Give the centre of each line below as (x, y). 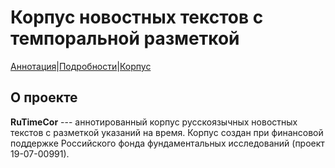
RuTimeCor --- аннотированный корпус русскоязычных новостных (154, 122)
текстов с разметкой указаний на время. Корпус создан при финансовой (167, 132)
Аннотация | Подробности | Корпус (81, 66)
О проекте (44, 97)
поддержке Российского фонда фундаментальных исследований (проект (167, 143)
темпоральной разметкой (125, 38)
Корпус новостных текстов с (137, 17)
